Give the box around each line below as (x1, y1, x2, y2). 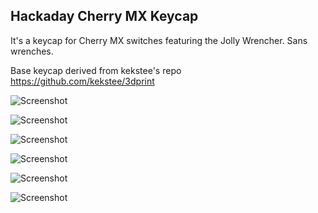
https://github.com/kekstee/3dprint (10, 75, 155, 87)
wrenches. (10, 45, 54, 57)
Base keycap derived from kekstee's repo (10, 64, 182, 76)
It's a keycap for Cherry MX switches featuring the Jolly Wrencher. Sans (10, 34, 308, 46)
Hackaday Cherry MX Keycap (10, 8, 199, 25)
